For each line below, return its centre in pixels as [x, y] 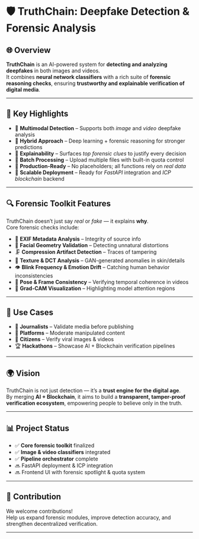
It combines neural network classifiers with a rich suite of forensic [89, 77]
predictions [28, 147]
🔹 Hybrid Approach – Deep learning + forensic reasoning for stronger [100, 141]
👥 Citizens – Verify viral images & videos [64, 339]
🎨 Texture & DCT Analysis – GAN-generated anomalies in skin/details [100, 260]
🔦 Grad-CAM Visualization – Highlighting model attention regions [95, 288]
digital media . [23, 89]
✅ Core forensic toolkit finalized [54, 446]
